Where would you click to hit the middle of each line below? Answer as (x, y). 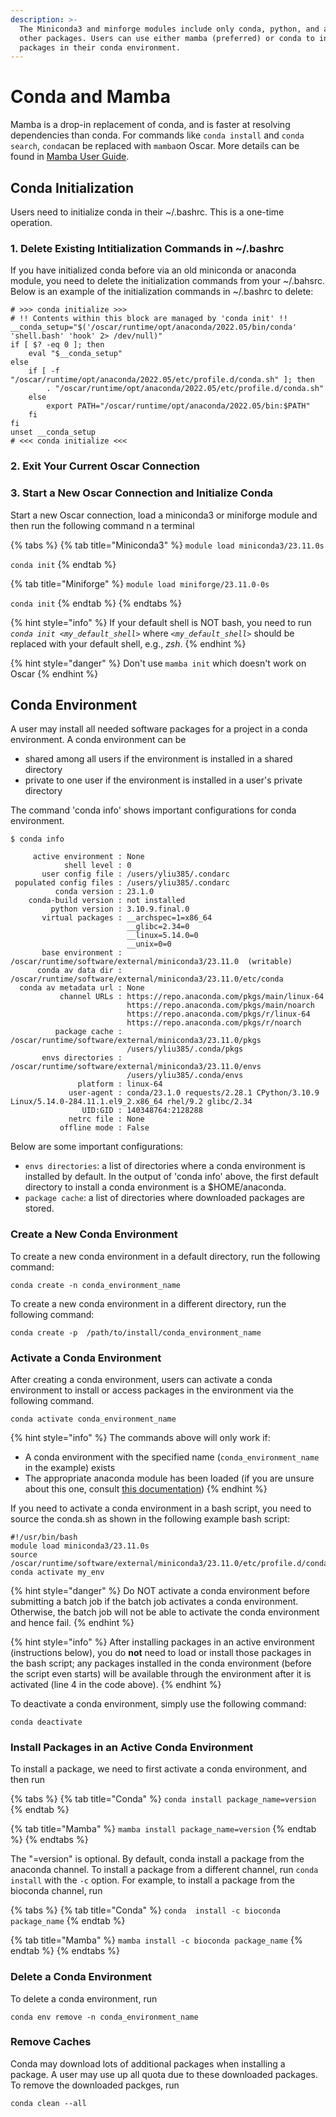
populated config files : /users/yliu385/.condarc (122, 883)
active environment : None (88, 857)
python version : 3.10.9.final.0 (120, 909)
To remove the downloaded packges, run (95, 2085)
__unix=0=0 (149, 944)
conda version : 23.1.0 (104, 892)
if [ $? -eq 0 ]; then (57, 345)
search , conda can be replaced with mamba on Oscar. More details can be (155, 146)
